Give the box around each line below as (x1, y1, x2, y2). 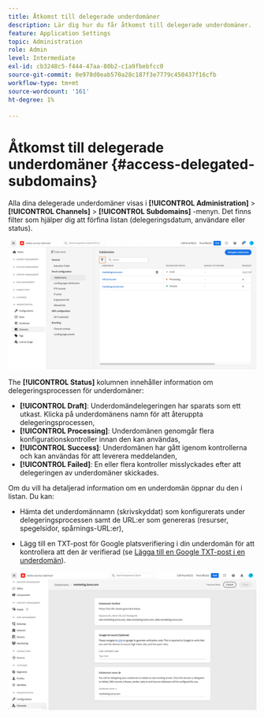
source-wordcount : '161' (8, 87, 90, 95)
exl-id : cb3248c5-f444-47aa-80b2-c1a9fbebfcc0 (8, 63, 164, 71)
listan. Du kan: (8, 491, 55, 501)
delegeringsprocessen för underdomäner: (8, 386, 144, 395)
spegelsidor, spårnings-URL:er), (19, 524, 124, 533)
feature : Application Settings (8, 29, 111, 37)
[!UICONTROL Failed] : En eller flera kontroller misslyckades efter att (19, 459, 242, 468)
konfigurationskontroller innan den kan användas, (19, 434, 181, 444)
